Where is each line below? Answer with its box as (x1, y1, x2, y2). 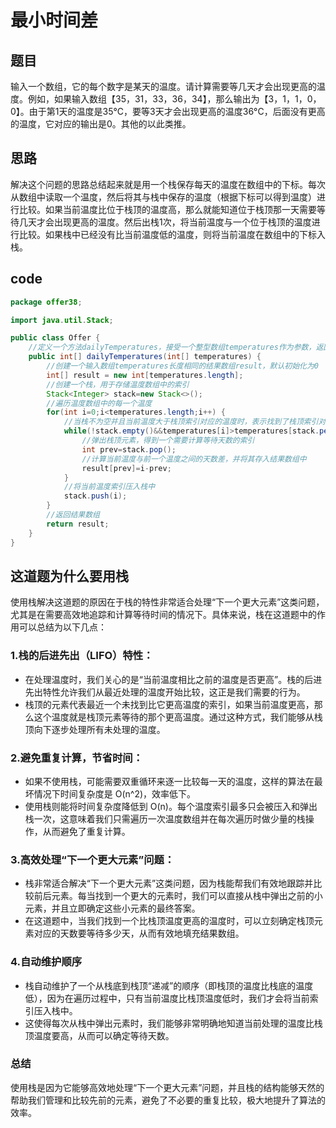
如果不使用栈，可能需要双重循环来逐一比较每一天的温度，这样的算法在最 (24, 775, 323, 787)
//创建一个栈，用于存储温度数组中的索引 (46, 379, 190, 390)
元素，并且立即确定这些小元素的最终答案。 (24, 902, 201, 915)
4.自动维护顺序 (10, 955, 83, 969)
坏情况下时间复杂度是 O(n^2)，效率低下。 (24, 787, 197, 800)
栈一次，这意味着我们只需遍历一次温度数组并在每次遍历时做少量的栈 (24, 812, 306, 825)
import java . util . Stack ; (10, 315, 114, 325)
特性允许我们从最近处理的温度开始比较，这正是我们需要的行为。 (42, 686, 306, 698)
